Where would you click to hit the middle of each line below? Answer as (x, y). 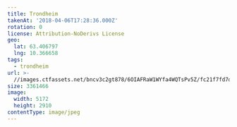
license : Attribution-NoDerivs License (66, 34)
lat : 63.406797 (36, 47)
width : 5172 (31, 99)
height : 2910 (33, 106)
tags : (15, 60)
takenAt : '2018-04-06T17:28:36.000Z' (63, 20)
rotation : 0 (25, 27)
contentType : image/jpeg (44, 112)
